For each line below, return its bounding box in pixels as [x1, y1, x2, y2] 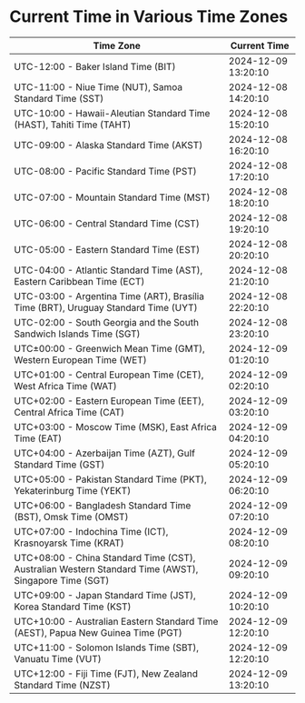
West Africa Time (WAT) [14, 379, 118, 392]
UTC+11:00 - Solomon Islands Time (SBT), [14, 641, 200, 654]
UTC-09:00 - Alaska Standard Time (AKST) [14, 138, 203, 151]
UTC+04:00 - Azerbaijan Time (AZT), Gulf [14, 447, 195, 459]
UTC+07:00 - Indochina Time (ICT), [14, 525, 169, 537]
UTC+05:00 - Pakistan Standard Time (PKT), [14, 473, 207, 486]
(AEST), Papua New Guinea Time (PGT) [14, 626, 183, 638]
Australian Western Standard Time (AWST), [14, 562, 199, 575]
